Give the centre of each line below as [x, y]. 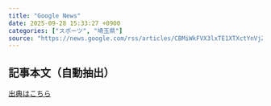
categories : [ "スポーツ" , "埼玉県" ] [66, 31]
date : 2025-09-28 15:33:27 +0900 [65, 23]
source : [21, 38]
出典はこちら [29, 94]
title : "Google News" [45, 16]
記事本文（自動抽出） [61, 73]
